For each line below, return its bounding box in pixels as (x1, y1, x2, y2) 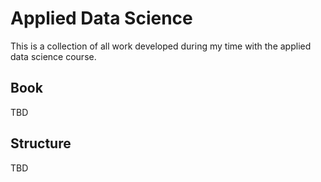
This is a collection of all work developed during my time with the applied (10, 40, 312, 52)
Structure (10, 135, 72, 152)
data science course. (10, 50, 97, 62)
